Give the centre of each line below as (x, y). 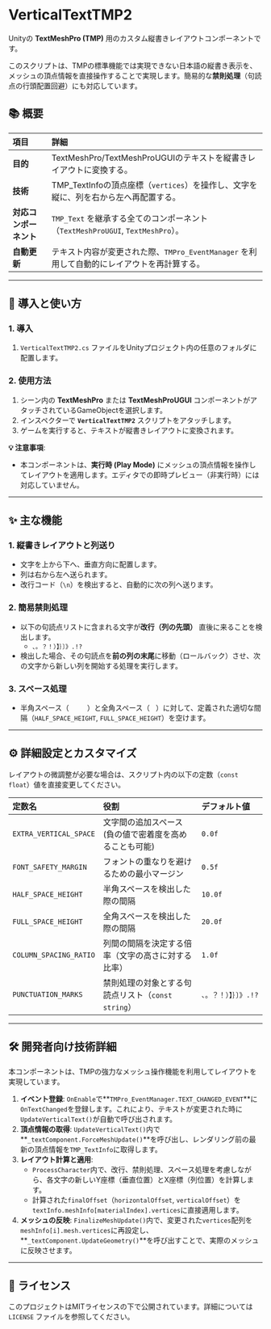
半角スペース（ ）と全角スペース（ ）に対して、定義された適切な (137, 708)
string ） (119, 1006)
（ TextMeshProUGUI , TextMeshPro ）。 (117, 230)
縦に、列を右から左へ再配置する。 (116, 197)
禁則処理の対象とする (143, 982)
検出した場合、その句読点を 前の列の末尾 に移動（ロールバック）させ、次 (140, 656)
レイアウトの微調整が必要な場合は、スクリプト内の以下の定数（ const (123, 774)
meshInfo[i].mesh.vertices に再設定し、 (86, 1230)
